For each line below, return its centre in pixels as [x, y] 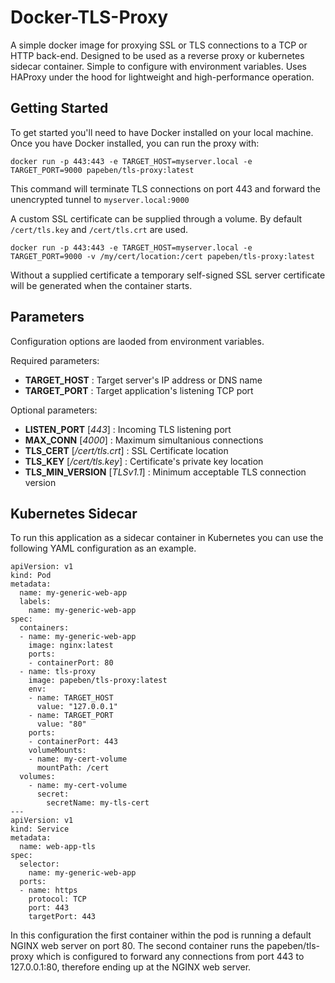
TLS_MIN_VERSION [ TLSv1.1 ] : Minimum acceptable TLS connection [165, 472]
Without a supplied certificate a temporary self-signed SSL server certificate [168, 275]
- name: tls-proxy [58, 672]
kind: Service [40, 829]
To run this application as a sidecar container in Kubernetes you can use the [167, 538]
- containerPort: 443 [73, 742]
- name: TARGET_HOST [71, 698]
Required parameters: [55, 360]
